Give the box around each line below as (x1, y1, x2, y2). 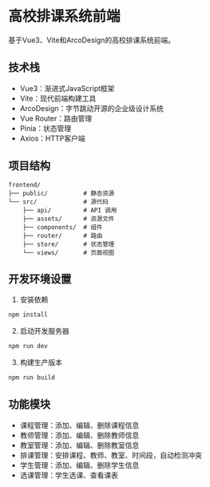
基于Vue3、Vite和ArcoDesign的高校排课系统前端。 (8, 35, 176, 45)
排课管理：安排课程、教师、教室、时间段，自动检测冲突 (19, 450, 202, 460)
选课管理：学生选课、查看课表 (19, 470, 118, 480)
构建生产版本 (19, 358, 62, 367)
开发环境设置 (8, 272, 72, 286)
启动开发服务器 (19, 327, 69, 336)
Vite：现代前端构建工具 (19, 93, 97, 103)
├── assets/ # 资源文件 (22, 215, 115, 223)
